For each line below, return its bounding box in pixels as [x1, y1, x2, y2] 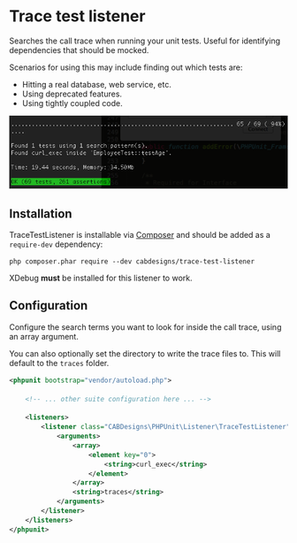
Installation [9, 206, 72, 221]
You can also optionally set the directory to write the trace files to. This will [9, 348, 281, 359]
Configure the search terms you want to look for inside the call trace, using [9, 321, 282, 333]
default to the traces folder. [9, 357, 110, 368]
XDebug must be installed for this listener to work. [9, 272, 193, 283]
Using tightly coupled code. [21, 97, 123, 108]
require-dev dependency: [9, 239, 103, 249]
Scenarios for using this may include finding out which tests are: [9, 62, 243, 73]
